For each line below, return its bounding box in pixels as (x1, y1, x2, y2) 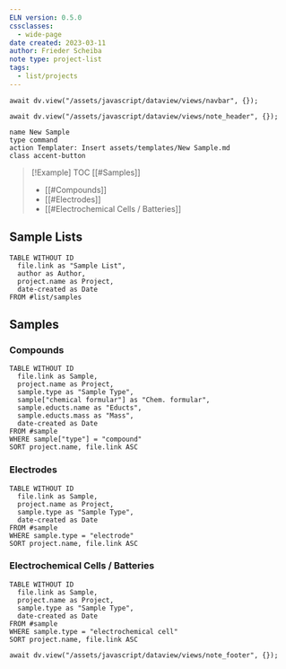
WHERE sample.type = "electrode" (9, 531, 134, 540)
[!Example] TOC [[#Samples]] (30, 167, 141, 178)
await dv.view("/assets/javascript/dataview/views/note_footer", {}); (9, 650, 279, 660)
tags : (9, 64, 30, 73)
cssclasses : (9, 22, 54, 31)
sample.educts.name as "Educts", (17, 403, 143, 413)
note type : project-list (9, 55, 102, 64)
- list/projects (17, 72, 78, 81)
